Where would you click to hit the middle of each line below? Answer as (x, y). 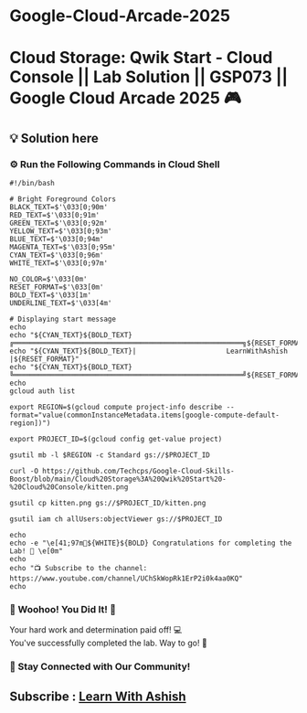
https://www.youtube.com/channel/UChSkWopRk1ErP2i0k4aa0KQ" (127, 579)
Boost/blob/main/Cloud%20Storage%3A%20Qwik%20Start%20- (118, 479)
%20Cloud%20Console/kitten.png (69, 487)
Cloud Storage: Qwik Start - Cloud (141, 58)
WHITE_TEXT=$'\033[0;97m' (58, 263)
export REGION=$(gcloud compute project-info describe (116, 408)
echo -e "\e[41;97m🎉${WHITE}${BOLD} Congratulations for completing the (151, 543)
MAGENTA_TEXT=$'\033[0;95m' (63, 248)
